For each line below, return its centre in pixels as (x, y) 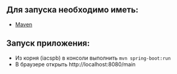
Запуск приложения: (48, 44)
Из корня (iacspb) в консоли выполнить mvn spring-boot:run (93, 58)
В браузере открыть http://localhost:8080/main (75, 64)
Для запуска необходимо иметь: (72, 10)
